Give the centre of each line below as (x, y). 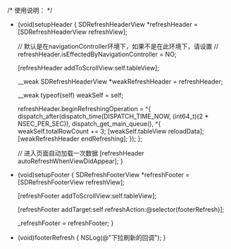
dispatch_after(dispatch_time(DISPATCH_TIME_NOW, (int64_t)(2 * (113, 116)
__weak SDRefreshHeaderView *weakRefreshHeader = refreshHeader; (120, 82)
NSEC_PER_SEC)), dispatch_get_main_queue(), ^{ (89, 124)
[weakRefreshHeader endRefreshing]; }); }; (80, 139)
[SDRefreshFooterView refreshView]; (71, 182)
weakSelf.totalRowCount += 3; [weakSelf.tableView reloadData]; (111, 131)
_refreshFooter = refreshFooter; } (65, 223)
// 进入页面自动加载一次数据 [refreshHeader (81, 153)
